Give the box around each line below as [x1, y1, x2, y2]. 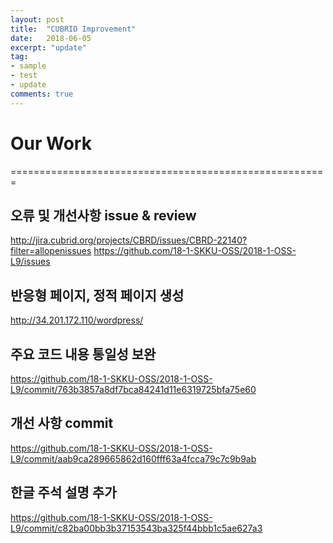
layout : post [10, 14, 65, 25]
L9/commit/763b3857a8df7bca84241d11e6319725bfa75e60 [10, 384, 257, 395]
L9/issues [10, 256, 51, 268]
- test [10, 71, 38, 81]
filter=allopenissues [10, 245, 92, 257]
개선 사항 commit [10, 415, 114, 432]
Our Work [10, 132, 92, 155]
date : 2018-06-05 [10, 33, 92, 43]
